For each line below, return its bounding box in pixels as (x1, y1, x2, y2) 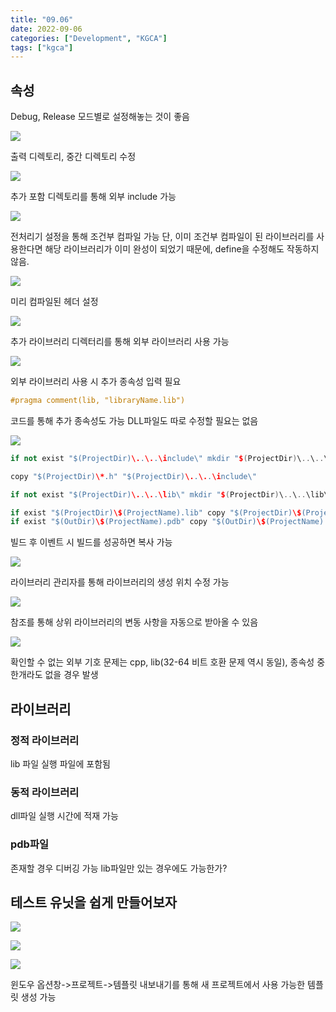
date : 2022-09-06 (10, 24, 83, 34)
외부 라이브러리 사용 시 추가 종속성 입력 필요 (10, 376, 182, 388)
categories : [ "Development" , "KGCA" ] (10, 33, 168, 43)
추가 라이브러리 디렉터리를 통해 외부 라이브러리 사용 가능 (10, 336, 230, 348)
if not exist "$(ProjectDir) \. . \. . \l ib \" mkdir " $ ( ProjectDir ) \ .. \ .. (10, 489, 307, 500)
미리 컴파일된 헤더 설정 (10, 296, 99, 308)
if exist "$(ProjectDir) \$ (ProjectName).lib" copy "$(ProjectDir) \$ (10, 507, 302, 518)
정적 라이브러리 (10, 733, 80, 747)
